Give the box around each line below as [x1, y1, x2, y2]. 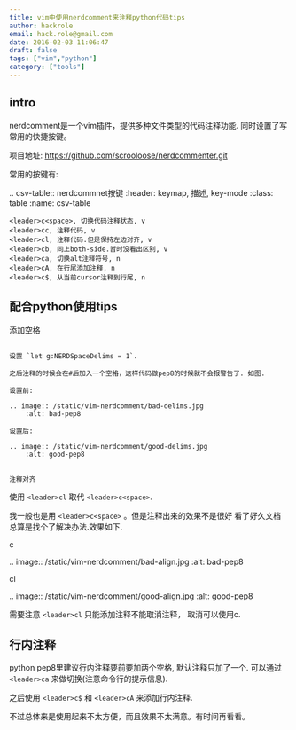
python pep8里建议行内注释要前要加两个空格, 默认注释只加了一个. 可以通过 [9, 663, 282, 673]
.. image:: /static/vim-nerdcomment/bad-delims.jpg [9, 401, 204, 411]
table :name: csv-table [9, 197, 91, 208]
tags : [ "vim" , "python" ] [9, 54, 97, 63]
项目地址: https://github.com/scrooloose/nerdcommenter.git [9, 150, 228, 161]
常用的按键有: [9, 169, 59, 179]
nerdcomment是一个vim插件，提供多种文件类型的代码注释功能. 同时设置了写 [9, 120, 288, 130]
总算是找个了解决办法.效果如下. [9, 521, 123, 532]
